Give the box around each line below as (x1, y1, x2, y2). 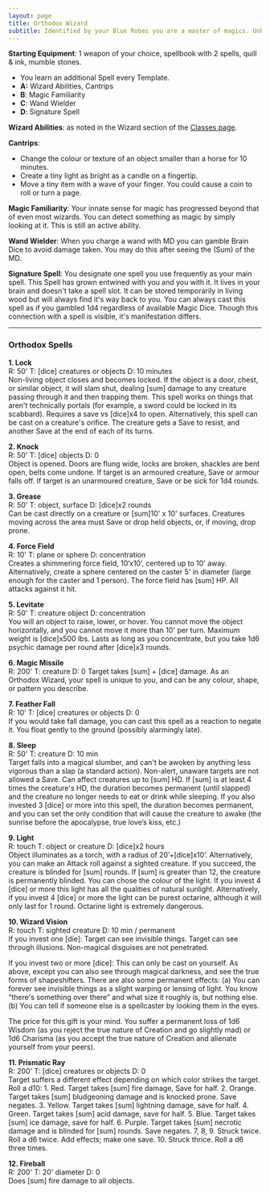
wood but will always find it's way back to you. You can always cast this (8, 294, 247, 304)
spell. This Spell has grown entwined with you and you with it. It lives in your (8, 278, 261, 287)
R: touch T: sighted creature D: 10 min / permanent (8, 925, 175, 935)
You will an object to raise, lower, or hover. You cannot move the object (8, 616, 243, 626)
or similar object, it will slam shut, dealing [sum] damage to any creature (8, 383, 247, 393)
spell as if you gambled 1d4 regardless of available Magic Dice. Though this (8, 303, 259, 313)
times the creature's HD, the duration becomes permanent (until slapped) (8, 783, 251, 792)
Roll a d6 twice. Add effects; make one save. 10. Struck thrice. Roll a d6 (8, 1134, 243, 1144)
